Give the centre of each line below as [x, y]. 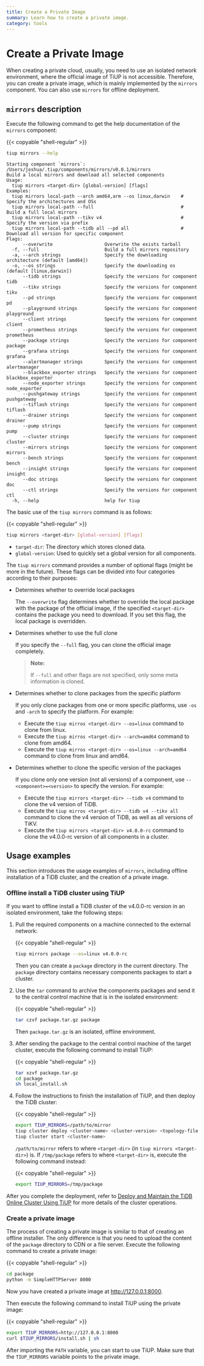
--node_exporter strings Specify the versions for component [110, 383]
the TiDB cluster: [36, 1102]
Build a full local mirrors [42, 212]
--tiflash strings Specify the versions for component [110, 405]
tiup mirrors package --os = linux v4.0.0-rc [71, 954]
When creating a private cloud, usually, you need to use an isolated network [101, 70]
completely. [30, 651]
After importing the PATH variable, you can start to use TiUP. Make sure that [100, 1350]
